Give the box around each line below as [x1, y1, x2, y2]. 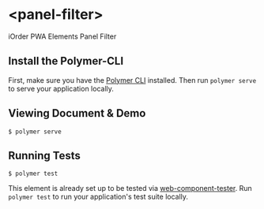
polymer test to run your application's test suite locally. [8, 192, 188, 202]
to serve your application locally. [8, 84, 115, 93]
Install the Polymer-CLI [8, 54, 124, 68]
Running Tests [8, 148, 81, 162]
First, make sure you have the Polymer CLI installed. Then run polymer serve [8, 75, 257, 84]
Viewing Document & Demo [8, 106, 146, 120]
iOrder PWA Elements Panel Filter [8, 32, 117, 41]
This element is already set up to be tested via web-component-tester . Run [8, 184, 253, 193]
